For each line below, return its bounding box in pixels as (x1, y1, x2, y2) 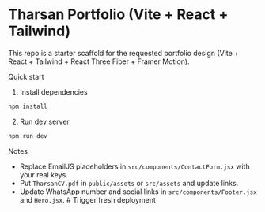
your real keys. (19, 169, 69, 179)
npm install (8, 102, 47, 110)
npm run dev (8, 132, 47, 139)
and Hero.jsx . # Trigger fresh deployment (19, 195, 157, 204)
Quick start (8, 72, 44, 81)
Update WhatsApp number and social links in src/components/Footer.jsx (19, 187, 257, 196)
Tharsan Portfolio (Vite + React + (8, 6, 229, 24)
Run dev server (19, 117, 70, 126)
